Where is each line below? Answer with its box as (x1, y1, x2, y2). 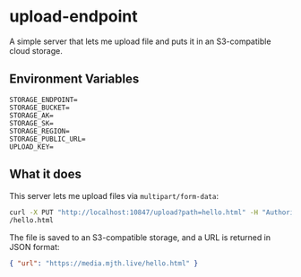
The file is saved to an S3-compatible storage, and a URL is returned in (9, 232, 271, 243)
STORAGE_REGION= (9, 126, 70, 135)
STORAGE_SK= (9, 118, 54, 127)
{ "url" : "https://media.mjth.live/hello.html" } (9, 259, 199, 268)
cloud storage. (9, 45, 63, 56)
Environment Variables (9, 72, 140, 87)
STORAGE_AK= (9, 110, 54, 120)
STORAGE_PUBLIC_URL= (9, 134, 87, 143)
